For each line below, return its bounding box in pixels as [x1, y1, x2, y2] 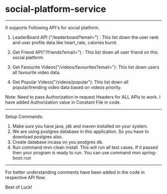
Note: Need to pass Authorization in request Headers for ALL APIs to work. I [5, 94, 161, 100]
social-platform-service [5, 3, 106, 15]
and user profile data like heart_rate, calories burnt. [12, 39, 118, 45]
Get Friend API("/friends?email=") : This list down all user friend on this [12, 49, 158, 55]
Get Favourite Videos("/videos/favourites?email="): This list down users [12, 64, 160, 70]
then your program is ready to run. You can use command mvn [12, 149, 141, 155]
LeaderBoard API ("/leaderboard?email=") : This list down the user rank [12, 34, 159, 40]
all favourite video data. [12, 69, 61, 75]
